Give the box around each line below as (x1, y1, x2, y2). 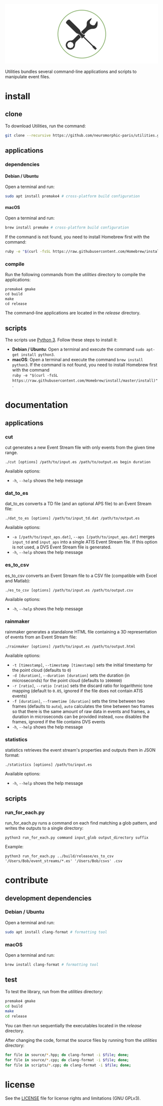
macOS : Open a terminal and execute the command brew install (12, 357, 143, 363)
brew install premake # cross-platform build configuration (5, 225, 130, 230)
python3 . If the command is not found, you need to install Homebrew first (12, 362, 158, 368)
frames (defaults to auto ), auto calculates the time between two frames (12, 703, 154, 709)
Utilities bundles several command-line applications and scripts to (5, 69, 137, 74)
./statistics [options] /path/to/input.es (5, 762, 92, 767)
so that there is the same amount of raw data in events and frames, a (12, 708, 150, 714)
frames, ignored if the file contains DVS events (12, 719, 105, 724)
